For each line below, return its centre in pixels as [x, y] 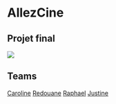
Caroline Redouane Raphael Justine [58, 93]
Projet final [31, 38]
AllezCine [36, 13]
